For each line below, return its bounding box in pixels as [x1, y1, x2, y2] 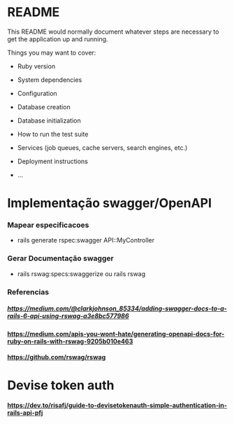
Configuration [17, 89, 57, 97]
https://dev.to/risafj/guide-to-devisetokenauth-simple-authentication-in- [7, 401, 228, 409]
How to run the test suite [17, 130, 89, 138]
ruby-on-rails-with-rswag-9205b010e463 [7, 337, 133, 346]
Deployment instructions [17, 157, 89, 165]
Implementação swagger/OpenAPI [7, 196, 212, 211]
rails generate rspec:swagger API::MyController [17, 236, 155, 245]
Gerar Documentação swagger [7, 254, 114, 264]
